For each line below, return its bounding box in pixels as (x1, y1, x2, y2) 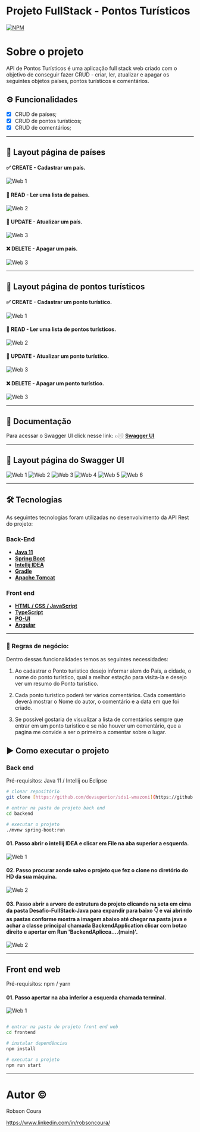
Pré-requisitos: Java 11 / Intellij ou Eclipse (6, 777, 107, 784)
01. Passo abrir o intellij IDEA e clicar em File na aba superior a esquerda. (6, 840, 189, 847)
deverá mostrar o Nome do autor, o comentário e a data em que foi (14, 698, 179, 705)
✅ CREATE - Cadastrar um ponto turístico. (6, 299, 112, 306)
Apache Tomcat (14, 574, 55, 581)
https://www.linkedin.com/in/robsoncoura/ (6, 1119, 111, 1127)
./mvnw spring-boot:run (6, 827, 65, 833)
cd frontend (6, 1029, 36, 1036)
